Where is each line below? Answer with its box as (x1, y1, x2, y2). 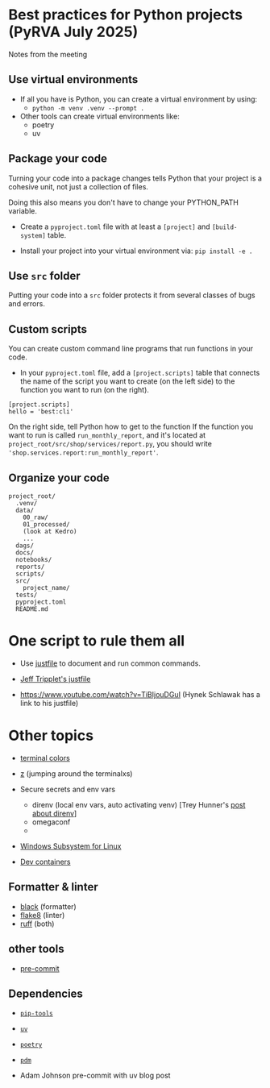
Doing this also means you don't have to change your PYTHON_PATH (8, 197, 239, 207)
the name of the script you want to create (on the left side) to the (19, 376, 235, 386)
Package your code (8, 152, 107, 166)
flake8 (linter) (19, 910, 65, 920)
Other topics (8, 727, 94, 745)
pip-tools (19, 1010, 54, 1018)
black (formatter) (19, 901, 77, 912)
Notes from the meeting (8, 49, 88, 59)
